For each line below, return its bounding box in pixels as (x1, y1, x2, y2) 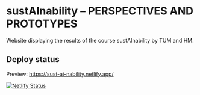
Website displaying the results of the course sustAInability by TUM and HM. (6, 37, 194, 44)
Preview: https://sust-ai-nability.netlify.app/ (6, 70, 114, 78)
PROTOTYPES (6, 17, 78, 31)
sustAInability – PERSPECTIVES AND (6, 4, 194, 18)
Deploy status (6, 54, 60, 64)
